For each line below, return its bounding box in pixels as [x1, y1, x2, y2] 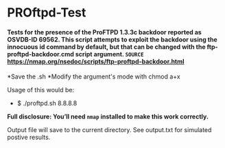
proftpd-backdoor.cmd [7, 50, 74, 58]
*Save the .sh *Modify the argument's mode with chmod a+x [7, 72, 180, 81]
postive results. [7, 133, 51, 142]
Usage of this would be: [7, 86, 74, 94]
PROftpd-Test [7, 5, 86, 21]
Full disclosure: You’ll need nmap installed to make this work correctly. [7, 112, 209, 121]
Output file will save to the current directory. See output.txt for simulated [7, 126, 212, 134]
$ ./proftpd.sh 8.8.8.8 [16, 99, 78, 107]
